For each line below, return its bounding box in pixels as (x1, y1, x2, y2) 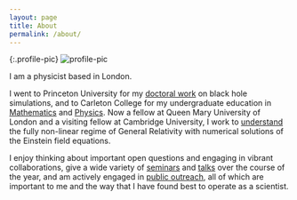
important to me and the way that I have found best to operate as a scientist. (9, 181, 289, 192)
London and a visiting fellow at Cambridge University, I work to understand (9, 116, 284, 127)
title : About (9, 21, 58, 30)
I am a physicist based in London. (9, 71, 132, 82)
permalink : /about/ (9, 29, 82, 38)
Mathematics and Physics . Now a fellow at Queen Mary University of (9, 108, 261, 118)
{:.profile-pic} (9, 54, 60, 65)
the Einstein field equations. (9, 135, 111, 147)
